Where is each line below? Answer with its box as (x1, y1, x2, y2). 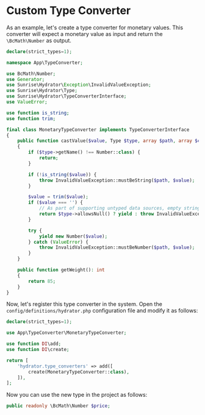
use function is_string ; (6, 110, 70, 116)
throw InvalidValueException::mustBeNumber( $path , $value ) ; (38, 244, 195, 250)
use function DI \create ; (6, 347, 70, 353)
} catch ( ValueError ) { (28, 239, 88, 245)
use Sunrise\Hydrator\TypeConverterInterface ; (6, 93, 127, 99)
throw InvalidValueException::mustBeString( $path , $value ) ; (38, 177, 195, 183)
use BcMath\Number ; (6, 71, 56, 77)
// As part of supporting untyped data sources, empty (38, 205, 182, 211)
